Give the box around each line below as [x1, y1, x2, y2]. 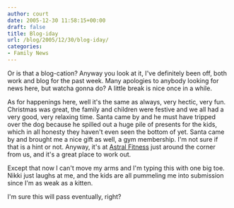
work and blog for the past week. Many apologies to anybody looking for [7, 76, 219, 85]
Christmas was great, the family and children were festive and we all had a [7, 105, 224, 114]
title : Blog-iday [7, 30, 59, 37]
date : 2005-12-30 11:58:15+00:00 [7, 17, 106, 24]
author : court [7, 10, 49, 18]
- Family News [7, 50, 49, 57]
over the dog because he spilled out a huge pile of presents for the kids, [7, 120, 218, 128]
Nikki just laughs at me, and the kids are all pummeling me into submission [7, 171, 224, 180]
